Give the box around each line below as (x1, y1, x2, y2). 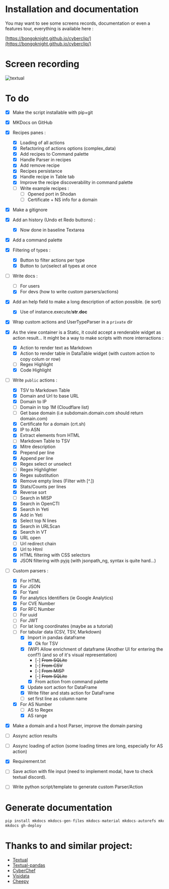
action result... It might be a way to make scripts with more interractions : (12, 335, 164, 341)
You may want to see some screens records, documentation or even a (5, 20, 150, 26)
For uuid (20, 612, 38, 618)
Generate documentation (5, 802, 112, 813)
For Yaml (20, 589, 39, 595)
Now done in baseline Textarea (20, 227, 84, 233)
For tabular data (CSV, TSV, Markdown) (20, 629, 102, 635)
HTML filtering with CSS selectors (20, 552, 91, 558)
